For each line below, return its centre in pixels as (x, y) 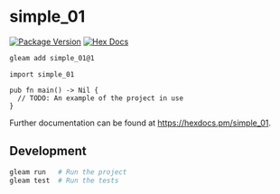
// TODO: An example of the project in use (100, 98)
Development (48, 151)
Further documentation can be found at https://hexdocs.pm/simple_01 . (140, 123)
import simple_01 (42, 74)
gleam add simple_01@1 (52, 58)
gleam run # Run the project (68, 172)
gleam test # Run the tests (64, 180)
